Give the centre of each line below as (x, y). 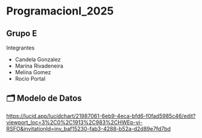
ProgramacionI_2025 (60, 11)
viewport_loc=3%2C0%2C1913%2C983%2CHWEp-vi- (74, 122)
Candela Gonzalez (38, 59)
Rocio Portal (30, 79)
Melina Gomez (33, 72)
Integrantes (21, 48)
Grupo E (22, 33)
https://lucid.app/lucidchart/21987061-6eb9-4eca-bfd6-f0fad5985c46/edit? (101, 116)
